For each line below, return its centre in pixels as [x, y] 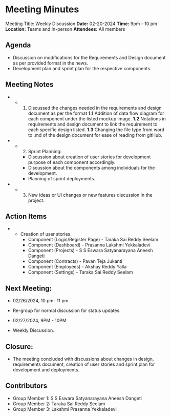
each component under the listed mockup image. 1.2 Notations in [97, 118]
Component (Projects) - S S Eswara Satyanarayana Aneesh [90, 251]
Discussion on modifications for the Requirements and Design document [89, 57]
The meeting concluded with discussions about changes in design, [83, 359]
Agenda [18, 45]
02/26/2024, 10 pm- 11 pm [40, 301]
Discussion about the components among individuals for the [91, 168]
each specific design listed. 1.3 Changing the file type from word [96, 130]
